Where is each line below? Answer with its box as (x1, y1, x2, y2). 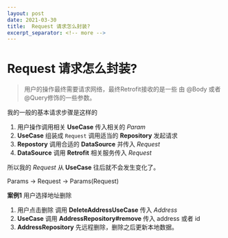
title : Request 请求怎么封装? (7, 23, 91, 30)
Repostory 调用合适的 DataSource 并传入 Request (16, 140, 160, 149)
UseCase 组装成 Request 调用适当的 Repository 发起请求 (16, 131, 179, 140)
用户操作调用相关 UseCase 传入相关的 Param (16, 123, 146, 131)
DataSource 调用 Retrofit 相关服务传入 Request (16, 149, 152, 157)
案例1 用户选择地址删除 (7, 191, 72, 199)
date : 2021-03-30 (7, 17, 57, 23)
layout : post (7, 10, 45, 17)
